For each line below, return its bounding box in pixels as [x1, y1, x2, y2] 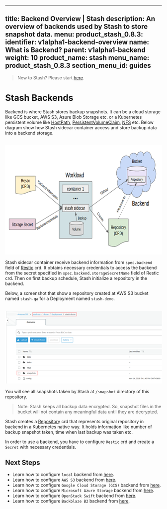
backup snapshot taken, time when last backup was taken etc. [5, 429, 133, 435]
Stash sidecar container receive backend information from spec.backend [5, 259, 153, 265]
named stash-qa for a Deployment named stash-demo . [5, 295, 115, 301]
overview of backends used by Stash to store [5, 22, 148, 31]
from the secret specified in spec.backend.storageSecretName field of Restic [5, 270, 159, 276]
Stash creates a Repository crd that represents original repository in [5, 418, 144, 424]
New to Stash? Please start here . [17, 74, 84, 80]
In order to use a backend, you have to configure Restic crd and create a [5, 439, 155, 445]
